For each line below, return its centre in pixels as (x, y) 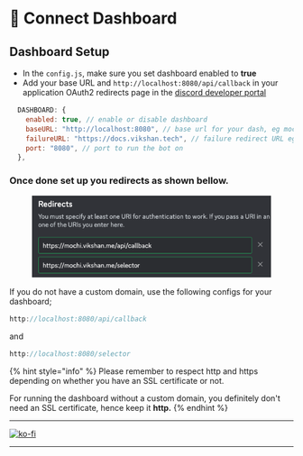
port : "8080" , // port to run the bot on (104, 148)
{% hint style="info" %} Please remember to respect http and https (134, 371)
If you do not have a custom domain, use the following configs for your (141, 292)
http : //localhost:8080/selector (70, 354)
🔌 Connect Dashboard (93, 18)
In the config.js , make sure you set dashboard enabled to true (139, 73)
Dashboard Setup (60, 52)
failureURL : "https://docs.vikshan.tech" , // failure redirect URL (155, 139)
